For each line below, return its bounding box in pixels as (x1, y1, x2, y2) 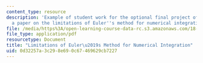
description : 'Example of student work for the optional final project (6, 14, 190, 20)
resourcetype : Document (6, 37, 66, 43)
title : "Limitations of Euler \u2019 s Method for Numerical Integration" (6, 43, 193, 49)
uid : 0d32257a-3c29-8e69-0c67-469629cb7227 (6, 48, 118, 54)
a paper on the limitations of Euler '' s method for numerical (11, 20, 172, 26)
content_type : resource (6, 8, 66, 15)
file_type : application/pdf (6, 31, 77, 37)
